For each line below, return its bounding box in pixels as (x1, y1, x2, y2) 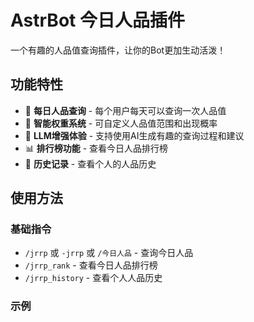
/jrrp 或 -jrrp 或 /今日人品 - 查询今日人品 (24, 247, 194, 259)
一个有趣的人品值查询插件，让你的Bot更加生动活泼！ (10, 44, 227, 56)
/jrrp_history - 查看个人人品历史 (24, 272, 163, 284)
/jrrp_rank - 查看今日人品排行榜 (24, 259, 158, 271)
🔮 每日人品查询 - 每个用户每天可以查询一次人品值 (24, 104, 227, 116)
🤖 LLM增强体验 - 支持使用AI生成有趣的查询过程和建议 (24, 129, 245, 141)
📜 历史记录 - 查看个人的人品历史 (24, 157, 157, 170)
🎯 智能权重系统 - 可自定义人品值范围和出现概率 (24, 117, 218, 129)
